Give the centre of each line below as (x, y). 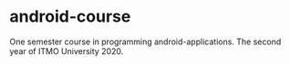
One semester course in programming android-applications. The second (145, 42)
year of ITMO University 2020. (67, 51)
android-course (70, 17)
